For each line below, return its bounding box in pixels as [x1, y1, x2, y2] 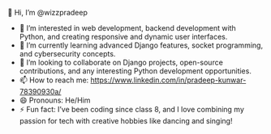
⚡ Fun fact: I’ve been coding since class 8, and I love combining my [19, 105, 245, 114]
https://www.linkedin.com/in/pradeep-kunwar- [90, 75, 247, 85]
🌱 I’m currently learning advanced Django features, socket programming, [19, 40, 264, 50]
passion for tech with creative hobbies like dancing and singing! [19, 116, 233, 125]
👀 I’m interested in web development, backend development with [19, 23, 236, 32]
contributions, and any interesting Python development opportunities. [19, 66, 252, 76]
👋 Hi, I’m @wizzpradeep [7, 8, 88, 17]
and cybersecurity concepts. [19, 49, 116, 58]
